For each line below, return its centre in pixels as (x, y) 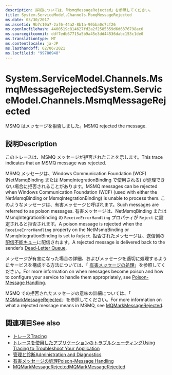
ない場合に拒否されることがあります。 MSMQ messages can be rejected (81, 186)
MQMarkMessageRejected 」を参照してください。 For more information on (83, 300)
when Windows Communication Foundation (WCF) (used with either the (81, 192)
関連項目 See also (33, 323)
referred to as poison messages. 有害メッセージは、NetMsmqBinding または (86, 211)
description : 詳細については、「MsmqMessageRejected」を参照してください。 (79, 10)
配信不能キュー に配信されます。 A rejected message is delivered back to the (85, 242)
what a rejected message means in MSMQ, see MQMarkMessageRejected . (84, 306)
